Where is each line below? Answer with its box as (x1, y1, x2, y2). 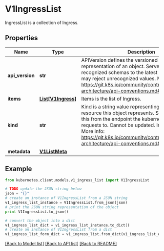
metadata (7, 148, 30, 155)
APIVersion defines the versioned (81, 56, 158, 63)
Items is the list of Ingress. (81, 95, 142, 102)
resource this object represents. (81, 109, 155, 116)
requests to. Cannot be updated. (81, 122, 155, 128)
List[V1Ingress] (39, 95, 77, 102)
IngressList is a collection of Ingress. (5, 20, 79, 25)
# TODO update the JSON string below (5, 186, 82, 192)
